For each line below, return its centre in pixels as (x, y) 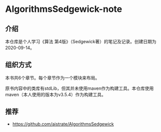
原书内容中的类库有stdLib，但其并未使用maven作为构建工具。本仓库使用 (80, 88)
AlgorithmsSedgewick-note (64, 9)
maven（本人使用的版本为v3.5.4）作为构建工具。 (56, 94)
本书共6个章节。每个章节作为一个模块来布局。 (52, 77)
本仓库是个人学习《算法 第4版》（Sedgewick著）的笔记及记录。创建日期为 (81, 41)
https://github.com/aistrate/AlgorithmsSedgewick (63, 124)
